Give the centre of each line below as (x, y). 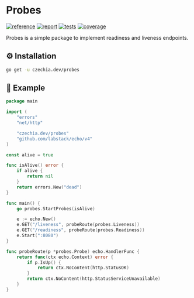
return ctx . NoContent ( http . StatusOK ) (83, 268)
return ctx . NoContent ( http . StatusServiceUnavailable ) (94, 279)
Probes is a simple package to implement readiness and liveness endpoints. (97, 37)
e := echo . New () (37, 219)
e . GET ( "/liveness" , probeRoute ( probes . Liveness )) (78, 225)
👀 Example (26, 88)
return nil (40, 176)
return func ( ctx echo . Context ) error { (65, 257)
